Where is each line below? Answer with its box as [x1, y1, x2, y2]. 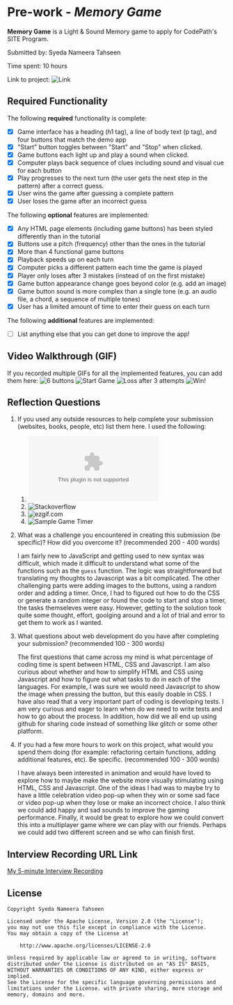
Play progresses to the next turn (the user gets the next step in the [17, 174, 208, 182]
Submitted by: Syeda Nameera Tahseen [7, 48, 121, 56]
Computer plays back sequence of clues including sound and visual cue [17, 158, 225, 167]
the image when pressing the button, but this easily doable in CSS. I [17, 690, 211, 698]
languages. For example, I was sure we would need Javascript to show [17, 683, 220, 691]
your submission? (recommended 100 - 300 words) [17, 640, 165, 648]
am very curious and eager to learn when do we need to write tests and [17, 705, 223, 713]
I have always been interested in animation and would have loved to [17, 769, 211, 778]
